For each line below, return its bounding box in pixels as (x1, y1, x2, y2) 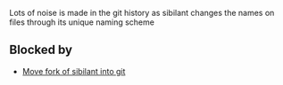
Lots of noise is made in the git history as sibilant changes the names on (9, 8, 275, 18)
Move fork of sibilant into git (21, 66, 126, 76)
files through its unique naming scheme (9, 17, 154, 27)
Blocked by (9, 42, 73, 58)
